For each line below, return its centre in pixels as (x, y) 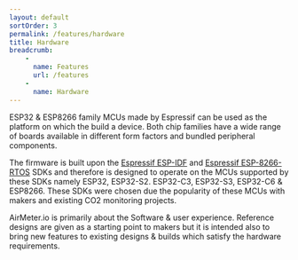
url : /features (61, 75)
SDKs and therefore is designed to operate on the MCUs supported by (161, 172)
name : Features (61, 67)
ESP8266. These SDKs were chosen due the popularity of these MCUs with (147, 191)
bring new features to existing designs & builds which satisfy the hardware (145, 236)
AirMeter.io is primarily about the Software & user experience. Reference (142, 217)
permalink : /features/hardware (67, 34)
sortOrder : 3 (33, 26)
